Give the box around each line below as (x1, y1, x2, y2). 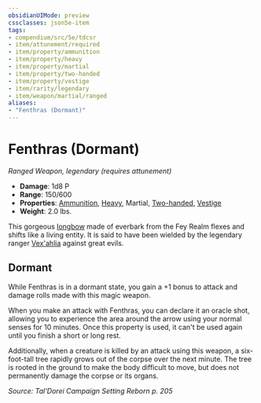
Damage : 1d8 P (19, 181, 69, 191)
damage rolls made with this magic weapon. (8, 290, 151, 299)
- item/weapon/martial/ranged (8, 92, 108, 100)
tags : (8, 26, 26, 34)
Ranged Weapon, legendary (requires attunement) (8, 166, 172, 175)
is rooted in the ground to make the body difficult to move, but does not (8, 362, 240, 372)
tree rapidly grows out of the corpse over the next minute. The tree (35, 354, 252, 364)
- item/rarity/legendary (8, 84, 90, 93)
